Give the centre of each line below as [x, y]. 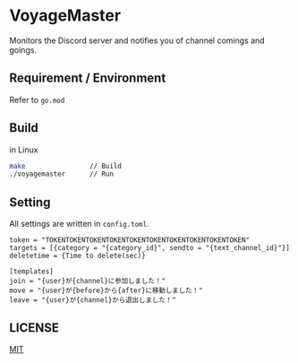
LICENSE [34, 328]
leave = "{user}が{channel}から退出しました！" [93, 300]
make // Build [66, 166]
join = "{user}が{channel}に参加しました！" [87, 281]
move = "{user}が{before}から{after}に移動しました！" [106, 291]
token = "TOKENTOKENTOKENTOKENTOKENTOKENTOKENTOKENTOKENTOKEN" [130, 240]
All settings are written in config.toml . [79, 224]
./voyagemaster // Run [62, 174]
